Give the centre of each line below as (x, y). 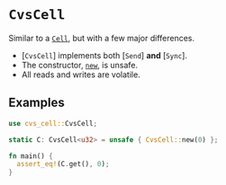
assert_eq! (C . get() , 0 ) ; (63, 164)
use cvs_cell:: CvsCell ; (53, 123)
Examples (36, 103)
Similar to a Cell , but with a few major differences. (102, 38)
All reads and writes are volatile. (81, 75)
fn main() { (31, 156)
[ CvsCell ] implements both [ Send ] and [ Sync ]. (104, 55)
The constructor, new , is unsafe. (80, 65)
